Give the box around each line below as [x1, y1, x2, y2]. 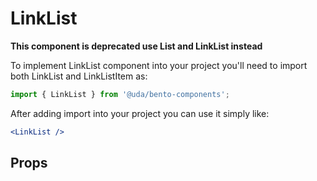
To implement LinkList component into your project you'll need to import [10, 59, 308, 71]
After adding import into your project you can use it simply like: [10, 107, 270, 119]
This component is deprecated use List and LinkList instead [10, 40, 263, 52]
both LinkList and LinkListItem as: [10, 70, 148, 82]
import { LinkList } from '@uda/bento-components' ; [10, 89, 230, 99]
